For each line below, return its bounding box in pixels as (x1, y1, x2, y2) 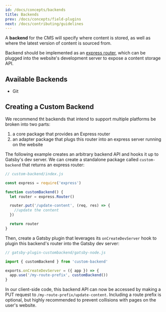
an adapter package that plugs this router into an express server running (12, 136, 162, 142)
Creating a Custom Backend (5, 103, 94, 111)
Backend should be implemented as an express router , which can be (5, 50, 146, 56)
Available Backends (5, 75, 68, 83)
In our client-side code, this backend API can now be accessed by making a (5, 287, 161, 293)
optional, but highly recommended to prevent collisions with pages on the (5, 297, 156, 303)
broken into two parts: (5, 121, 51, 127)
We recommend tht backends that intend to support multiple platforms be (5, 116, 156, 122)
